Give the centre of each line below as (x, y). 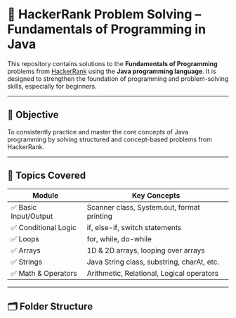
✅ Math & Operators (44, 273)
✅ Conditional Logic (44, 227)
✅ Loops (25, 238)
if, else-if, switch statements (134, 227)
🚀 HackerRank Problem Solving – (104, 14)
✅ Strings (27, 262)
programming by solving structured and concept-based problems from (110, 139)
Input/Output (32, 216)
